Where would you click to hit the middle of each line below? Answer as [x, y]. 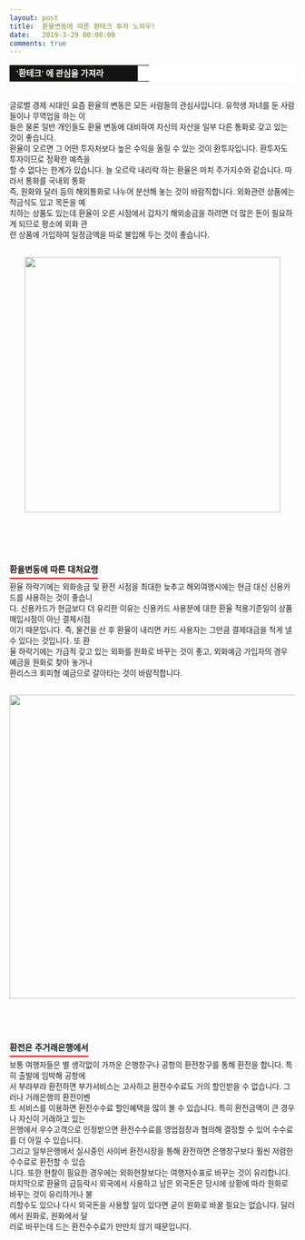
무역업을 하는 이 [59, 116]
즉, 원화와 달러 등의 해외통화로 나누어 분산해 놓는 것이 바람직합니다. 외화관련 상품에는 [152, 192]
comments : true [38, 43]
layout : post [34, 18]
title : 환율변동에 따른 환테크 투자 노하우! [83, 26]
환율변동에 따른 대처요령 [54, 570]
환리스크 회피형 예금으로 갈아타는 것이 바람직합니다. [96, 673]
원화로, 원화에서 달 [57, 1215]
